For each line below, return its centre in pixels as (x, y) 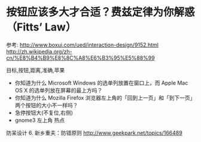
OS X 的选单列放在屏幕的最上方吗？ (59, 90)
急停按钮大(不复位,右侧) (44, 112)
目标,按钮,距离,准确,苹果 (36, 70)
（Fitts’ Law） (41, 27)
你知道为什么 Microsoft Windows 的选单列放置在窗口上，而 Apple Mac (101, 83)
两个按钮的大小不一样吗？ (46, 105)
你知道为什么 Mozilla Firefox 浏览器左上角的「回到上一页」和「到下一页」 (104, 98)
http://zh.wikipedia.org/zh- (39, 51)
